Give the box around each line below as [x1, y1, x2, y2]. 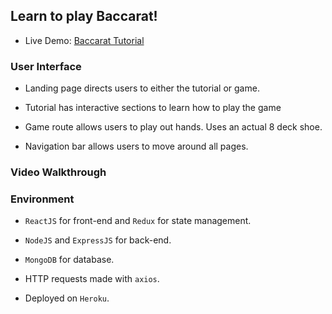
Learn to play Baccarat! [10, 8, 158, 25]
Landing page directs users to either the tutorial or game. [24, 82, 260, 94]
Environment [10, 192, 75, 206]
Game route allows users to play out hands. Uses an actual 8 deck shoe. [24, 121, 323, 133]
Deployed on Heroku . [24, 292, 110, 304]
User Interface [10, 59, 82, 73]
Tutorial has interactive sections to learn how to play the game [24, 102, 282, 114]
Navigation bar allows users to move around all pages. [24, 140, 249, 153]
